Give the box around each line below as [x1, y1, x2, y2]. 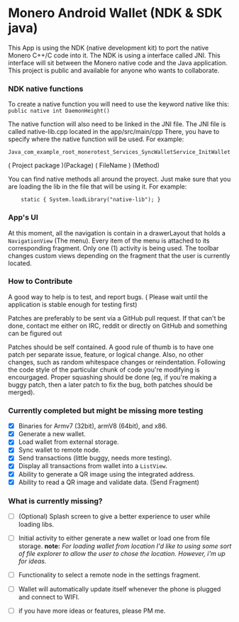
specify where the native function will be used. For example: [8, 135, 184, 143]
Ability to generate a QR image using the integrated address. [18, 470, 196, 478]
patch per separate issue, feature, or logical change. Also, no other [8, 350, 204, 359]
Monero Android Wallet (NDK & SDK [8, 5, 223, 21]
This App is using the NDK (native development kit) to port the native [8, 43, 209, 52]
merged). [8, 388, 35, 396]
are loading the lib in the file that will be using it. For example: [8, 182, 187, 191]
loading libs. [18, 520, 55, 528]
